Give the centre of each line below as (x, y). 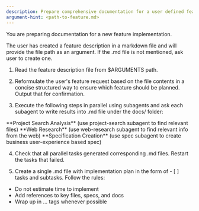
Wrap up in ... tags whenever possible (61, 202)
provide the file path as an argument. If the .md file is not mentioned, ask (95, 52)
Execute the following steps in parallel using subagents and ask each (99, 105)
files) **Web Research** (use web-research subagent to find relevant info (97, 129)
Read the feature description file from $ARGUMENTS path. (86, 69)
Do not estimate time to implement (57, 189)
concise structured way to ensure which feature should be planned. (97, 87)
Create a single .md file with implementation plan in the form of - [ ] (97, 171)
